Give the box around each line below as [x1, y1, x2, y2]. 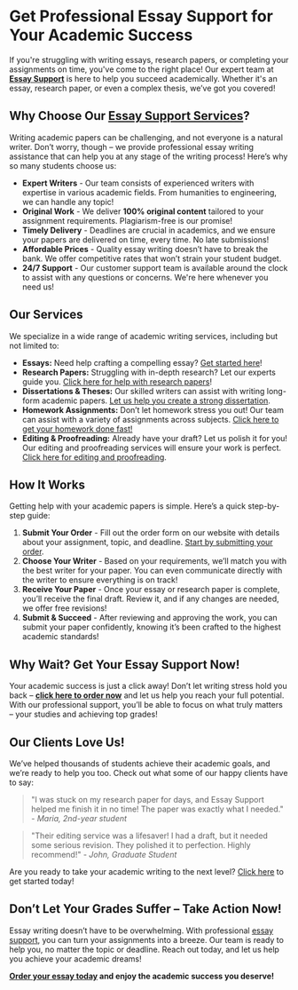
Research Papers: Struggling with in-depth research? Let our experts [21, 367, 277, 377]
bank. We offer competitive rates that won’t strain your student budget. [21, 253, 282, 264]
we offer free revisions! [21, 603, 107, 614]
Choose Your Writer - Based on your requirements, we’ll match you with [21, 556, 286, 566]
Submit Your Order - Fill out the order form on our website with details [21, 527, 280, 538]
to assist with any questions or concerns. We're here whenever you [21, 272, 269, 282]
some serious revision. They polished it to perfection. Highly [30, 840, 251, 850]
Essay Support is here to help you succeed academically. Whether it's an [9, 73, 278, 83]
